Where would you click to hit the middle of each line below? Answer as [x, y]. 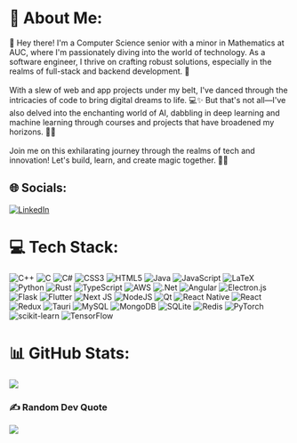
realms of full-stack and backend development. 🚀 [100, 71]
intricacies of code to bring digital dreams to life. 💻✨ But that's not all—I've [148, 100]
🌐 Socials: [38, 188]
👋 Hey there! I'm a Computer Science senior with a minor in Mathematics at [147, 43]
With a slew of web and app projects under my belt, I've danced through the [148, 90]
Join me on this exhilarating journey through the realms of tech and [132, 150]
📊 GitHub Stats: [70, 353]
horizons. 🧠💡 [32, 132]
